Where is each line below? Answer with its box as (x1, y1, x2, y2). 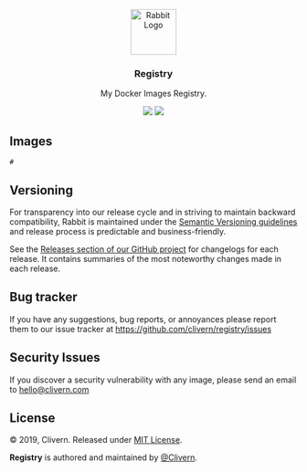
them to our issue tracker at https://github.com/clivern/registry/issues (9, 323, 272, 334)
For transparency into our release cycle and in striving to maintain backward (9, 206, 296, 217)
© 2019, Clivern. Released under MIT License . (9, 435, 183, 446)
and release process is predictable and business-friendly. (9, 226, 227, 236)
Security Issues (9, 350, 101, 365)
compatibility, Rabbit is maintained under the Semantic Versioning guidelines (9, 215, 298, 227)
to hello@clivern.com (9, 383, 90, 394)
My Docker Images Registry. (100, 88, 207, 100)
